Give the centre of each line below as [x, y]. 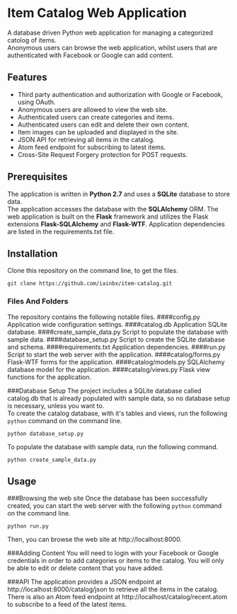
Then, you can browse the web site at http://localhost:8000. [95, 540]
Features [27, 77]
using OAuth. [36, 102]
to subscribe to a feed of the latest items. [67, 604]
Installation [33, 254]
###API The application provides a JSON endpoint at [85, 582]
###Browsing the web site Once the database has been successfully [108, 498]
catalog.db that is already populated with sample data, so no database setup [119, 398]
